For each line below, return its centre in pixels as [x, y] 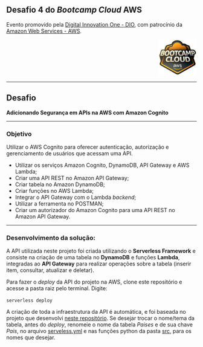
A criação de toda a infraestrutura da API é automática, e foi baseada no [96, 312]
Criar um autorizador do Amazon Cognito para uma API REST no [95, 210]
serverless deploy [29, 301]
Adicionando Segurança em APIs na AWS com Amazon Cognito [87, 112]
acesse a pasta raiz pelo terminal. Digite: [57, 288]
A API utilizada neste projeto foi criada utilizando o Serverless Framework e [101, 251]
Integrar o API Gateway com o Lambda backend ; [76, 197]
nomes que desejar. [31, 337]
